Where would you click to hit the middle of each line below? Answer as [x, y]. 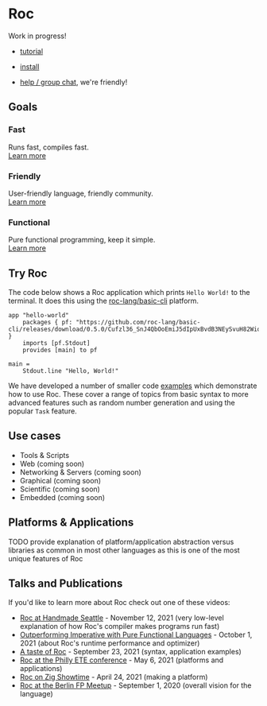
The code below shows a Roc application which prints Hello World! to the [129, 293]
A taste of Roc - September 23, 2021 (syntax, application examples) [131, 652]
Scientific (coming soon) [60, 489]
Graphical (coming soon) [60, 480]
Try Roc [28, 273]
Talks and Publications [66, 584]
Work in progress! [37, 36]
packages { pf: [48, 323]
